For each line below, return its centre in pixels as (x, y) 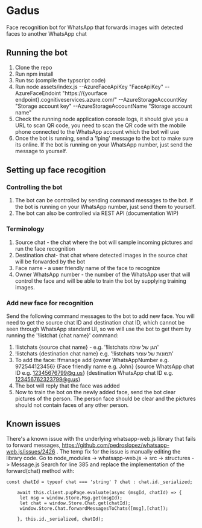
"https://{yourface (85, 93)
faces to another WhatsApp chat (47, 33)
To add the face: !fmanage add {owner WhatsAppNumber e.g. (92, 360)
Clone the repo (33, 67)
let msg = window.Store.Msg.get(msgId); (71, 498)
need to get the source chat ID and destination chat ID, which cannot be (96, 323)
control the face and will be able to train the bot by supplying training (101, 281)
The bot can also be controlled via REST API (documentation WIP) (97, 213)
